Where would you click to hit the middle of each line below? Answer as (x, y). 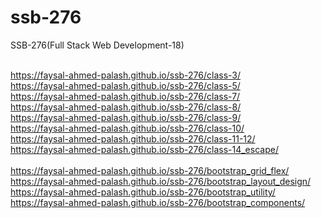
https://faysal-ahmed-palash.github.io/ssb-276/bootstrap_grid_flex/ (150, 170)
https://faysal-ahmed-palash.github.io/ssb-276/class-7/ (125, 96)
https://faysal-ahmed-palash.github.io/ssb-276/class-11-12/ (133, 138)
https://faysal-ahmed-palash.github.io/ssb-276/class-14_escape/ (144, 149)
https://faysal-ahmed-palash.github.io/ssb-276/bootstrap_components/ (158, 202)
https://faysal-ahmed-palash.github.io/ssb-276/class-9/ (126, 117)
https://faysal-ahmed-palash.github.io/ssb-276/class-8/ (126, 107)
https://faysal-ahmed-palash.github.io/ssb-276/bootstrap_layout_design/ (161, 181)
